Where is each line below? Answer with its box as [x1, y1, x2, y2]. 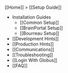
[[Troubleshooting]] [12, 52, 53, 58]
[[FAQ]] [12, 63, 28, 68]
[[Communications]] [12, 47, 54, 52]
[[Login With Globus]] [12, 57, 58, 63]
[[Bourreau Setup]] [19, 30, 59, 36]
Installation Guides [12, 14, 51, 20]
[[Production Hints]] [12, 41, 54, 47]
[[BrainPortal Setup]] [19, 25, 63, 31]
